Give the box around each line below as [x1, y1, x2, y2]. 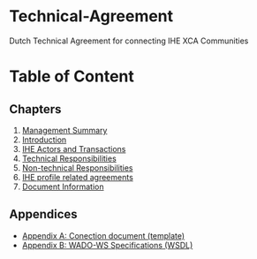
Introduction [21, 134, 67, 145]
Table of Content [9, 66, 135, 87]
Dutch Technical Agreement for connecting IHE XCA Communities [9, 35, 249, 46]
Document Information [21, 181, 104, 192]
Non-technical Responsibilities [21, 162, 133, 173]
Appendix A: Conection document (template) [21, 230, 185, 240]
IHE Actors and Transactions [21, 143, 126, 154]
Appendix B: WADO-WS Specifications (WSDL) [21, 240, 193, 250]
